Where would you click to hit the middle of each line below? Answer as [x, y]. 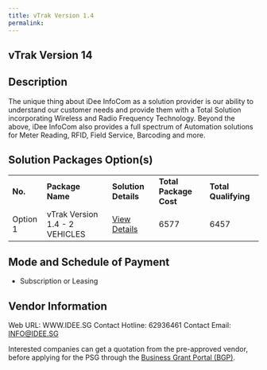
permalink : [26, 23]
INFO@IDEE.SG [33, 333]
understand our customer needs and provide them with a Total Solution [125, 110]
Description [38, 82]
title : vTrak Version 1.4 [51, 15]
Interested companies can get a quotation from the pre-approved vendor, [128, 349]
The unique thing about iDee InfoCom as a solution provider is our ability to [131, 101]
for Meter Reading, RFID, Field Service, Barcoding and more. [107, 135]
